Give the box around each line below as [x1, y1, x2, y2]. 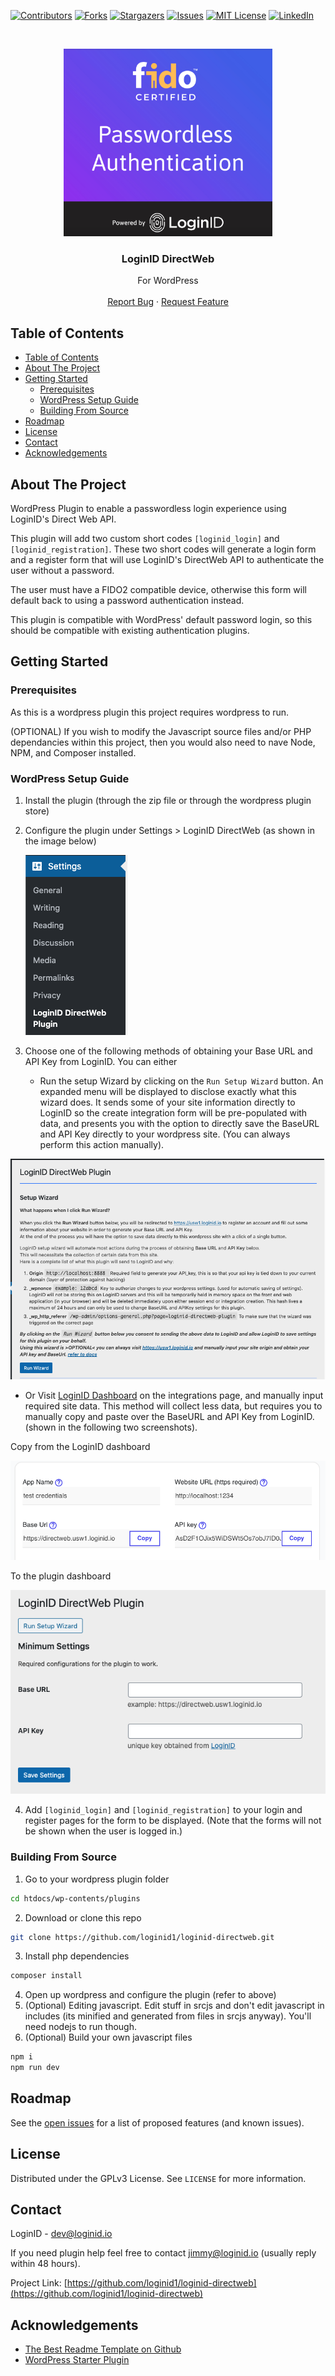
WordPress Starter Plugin [24, 2354, 130, 2366]
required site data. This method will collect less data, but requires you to [24, 1400, 323, 1412]
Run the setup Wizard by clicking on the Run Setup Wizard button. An [39, 1075, 324, 1087]
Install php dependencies [24, 1950, 130, 1962]
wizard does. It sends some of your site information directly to [39, 1096, 296, 1108]
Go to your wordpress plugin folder [24, 1873, 170, 1885]
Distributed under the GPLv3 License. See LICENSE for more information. [10, 2172, 307, 2184]
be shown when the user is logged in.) [24, 1825, 183, 1837]
